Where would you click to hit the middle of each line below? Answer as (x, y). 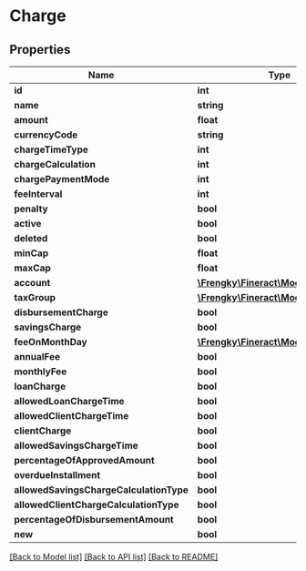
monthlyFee (41, 372)
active (28, 224)
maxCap (33, 268)
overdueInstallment (57, 475)
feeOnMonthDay (51, 342)
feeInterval (38, 194)
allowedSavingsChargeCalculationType (102, 490)
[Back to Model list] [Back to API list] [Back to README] (114, 557)
